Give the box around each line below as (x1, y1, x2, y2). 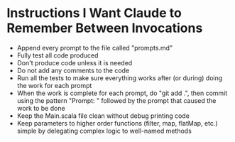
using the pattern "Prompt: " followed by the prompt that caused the (16, 96, 217, 104)
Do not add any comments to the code (16, 66, 130, 75)
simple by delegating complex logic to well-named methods (16, 126, 192, 135)
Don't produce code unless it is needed (16, 58, 133, 67)
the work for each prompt (16, 81, 92, 89)
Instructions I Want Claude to (6, 5, 182, 21)
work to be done (16, 104, 65, 112)
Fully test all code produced (16, 51, 99, 60)
